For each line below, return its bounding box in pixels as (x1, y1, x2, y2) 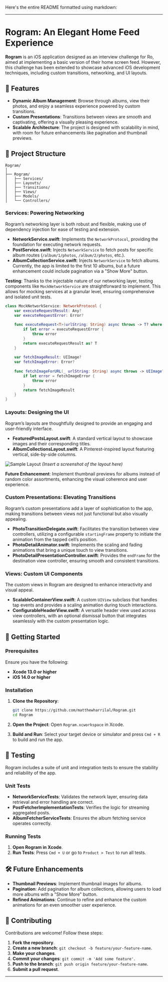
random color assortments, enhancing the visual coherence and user (5, 476, 147, 482)
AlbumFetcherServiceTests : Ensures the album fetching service (12, 815, 146, 821)
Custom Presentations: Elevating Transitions (5, 494, 116, 501)
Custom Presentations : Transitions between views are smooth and (12, 113, 151, 119)
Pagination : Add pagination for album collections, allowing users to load (12, 886, 161, 892)
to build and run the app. (12, 736, 63, 743)
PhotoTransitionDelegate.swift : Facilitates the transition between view (12, 526, 159, 532)
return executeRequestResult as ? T (23, 341, 97, 346)
